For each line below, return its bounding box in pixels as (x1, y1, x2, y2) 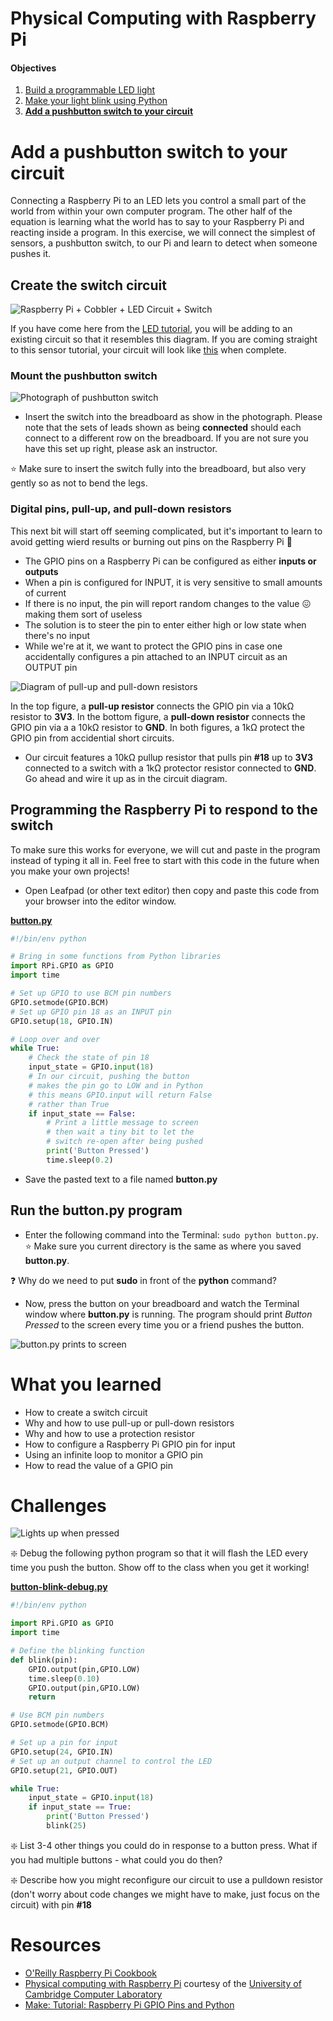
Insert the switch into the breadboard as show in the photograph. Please (24, 411, 323, 423)
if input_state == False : (28, 1108, 137, 1119)
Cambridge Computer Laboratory (24, 1988, 163, 2000)
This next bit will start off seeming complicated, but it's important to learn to (10, 525, 323, 537)
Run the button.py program (10, 1202, 183, 1219)
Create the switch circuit (10, 277, 167, 294)
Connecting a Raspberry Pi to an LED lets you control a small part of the (10, 195, 307, 207)
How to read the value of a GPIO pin (24, 1459, 173, 1471)
